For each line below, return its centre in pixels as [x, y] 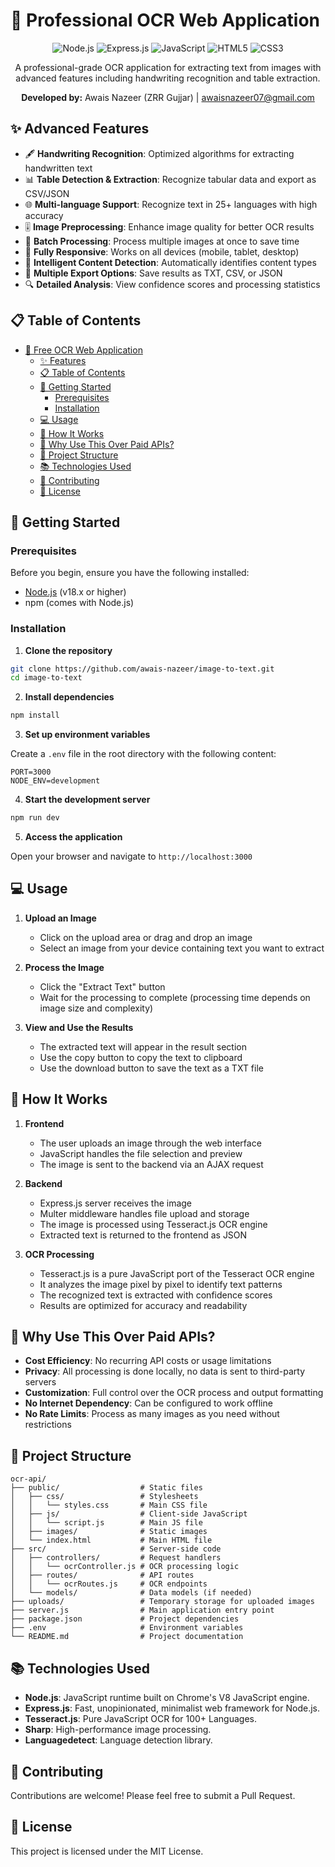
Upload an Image [60, 918]
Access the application [73, 837]
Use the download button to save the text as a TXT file [151, 1068]
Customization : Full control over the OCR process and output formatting [174, 1393]
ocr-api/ [28, 1479]
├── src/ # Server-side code [116, 1549]
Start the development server [87, 800]
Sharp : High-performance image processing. [118, 1730]
